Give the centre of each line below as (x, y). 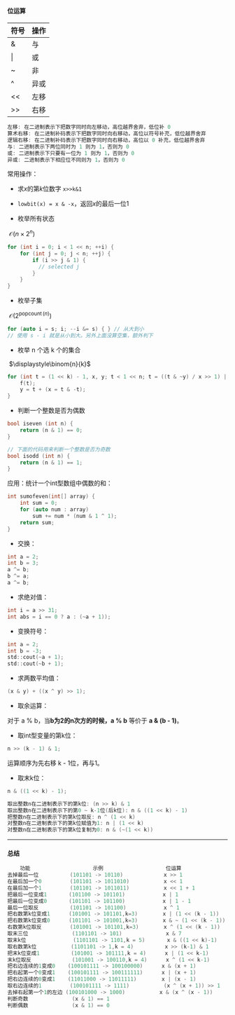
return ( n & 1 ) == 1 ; (51, 463)
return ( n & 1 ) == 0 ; (51, 430)
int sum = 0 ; (39, 503)
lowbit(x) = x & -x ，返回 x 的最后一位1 (73, 204)
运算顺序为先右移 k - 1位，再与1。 (55, 763)
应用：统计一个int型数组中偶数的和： (60, 483)
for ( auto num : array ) (55, 510)
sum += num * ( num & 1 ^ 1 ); (75, 516)
